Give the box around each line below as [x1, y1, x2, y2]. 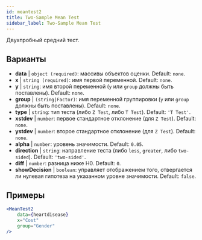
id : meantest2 [6, 8, 42, 15]
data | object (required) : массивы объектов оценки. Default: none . [14, 70, 186, 77]
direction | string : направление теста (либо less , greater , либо [14, 147, 177, 154]
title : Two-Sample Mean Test [6, 14, 80, 21]
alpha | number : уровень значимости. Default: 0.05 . [14, 141, 144, 148]
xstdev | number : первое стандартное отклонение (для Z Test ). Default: [14, 115, 197, 122]
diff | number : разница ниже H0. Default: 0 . [14, 160, 121, 167]
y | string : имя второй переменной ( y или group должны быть [14, 83, 174, 90]
